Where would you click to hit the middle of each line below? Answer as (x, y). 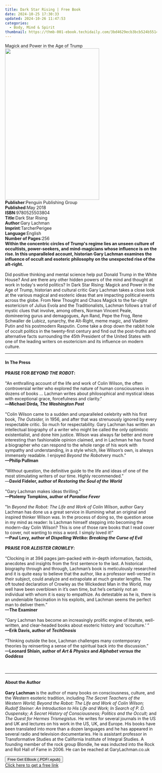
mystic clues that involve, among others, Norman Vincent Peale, (69, 310)
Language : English (23, 233)
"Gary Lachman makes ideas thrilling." (43, 491)
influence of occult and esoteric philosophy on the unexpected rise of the (80, 259)
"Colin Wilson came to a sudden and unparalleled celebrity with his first (76, 414)
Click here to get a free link (32, 765)
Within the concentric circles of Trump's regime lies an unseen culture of (80, 244)
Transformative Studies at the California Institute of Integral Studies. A (74, 739)
